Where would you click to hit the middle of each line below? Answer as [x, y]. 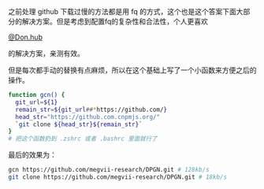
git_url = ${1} [37, 102]
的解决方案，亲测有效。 [46, 53]
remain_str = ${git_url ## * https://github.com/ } [91, 109]
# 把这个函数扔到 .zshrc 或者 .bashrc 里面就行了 [83, 139]
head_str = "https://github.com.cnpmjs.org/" [87, 117]
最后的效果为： [32, 155]
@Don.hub [26, 37]
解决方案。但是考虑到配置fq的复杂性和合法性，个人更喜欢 [115, 21]
